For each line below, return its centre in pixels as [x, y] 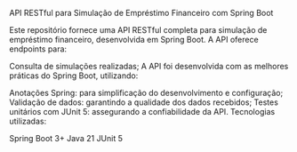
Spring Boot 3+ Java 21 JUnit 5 [66, 138]
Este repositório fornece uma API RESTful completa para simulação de [138, 30]
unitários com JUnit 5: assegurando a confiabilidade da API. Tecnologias [142, 112]
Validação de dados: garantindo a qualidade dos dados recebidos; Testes [144, 102]
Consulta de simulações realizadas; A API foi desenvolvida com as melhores [149, 66]
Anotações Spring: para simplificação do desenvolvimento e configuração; [146, 93]
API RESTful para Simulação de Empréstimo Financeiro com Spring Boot [141, 13]
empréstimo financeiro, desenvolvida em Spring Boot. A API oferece [134, 40]
